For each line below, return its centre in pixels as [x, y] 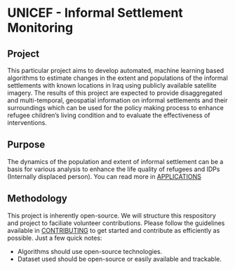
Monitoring [40, 28]
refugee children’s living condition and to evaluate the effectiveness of [109, 115]
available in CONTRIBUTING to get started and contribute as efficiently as [114, 230]
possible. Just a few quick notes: [55, 238]
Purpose [26, 145]
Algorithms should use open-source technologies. [90, 251]
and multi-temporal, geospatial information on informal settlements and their [117, 100]
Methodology [38, 199]
